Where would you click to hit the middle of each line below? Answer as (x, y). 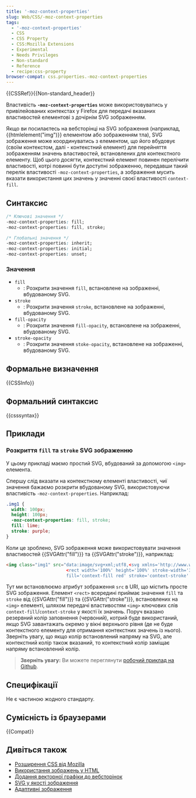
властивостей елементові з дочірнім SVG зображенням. (76, 117)
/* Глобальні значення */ (37, 238)
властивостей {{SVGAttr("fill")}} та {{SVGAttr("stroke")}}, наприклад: (90, 554)
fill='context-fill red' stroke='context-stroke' (128, 576)
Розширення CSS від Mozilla (50, 764)
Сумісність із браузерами (56, 717)
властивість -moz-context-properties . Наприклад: (68, 493)
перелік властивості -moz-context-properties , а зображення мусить (90, 172)
